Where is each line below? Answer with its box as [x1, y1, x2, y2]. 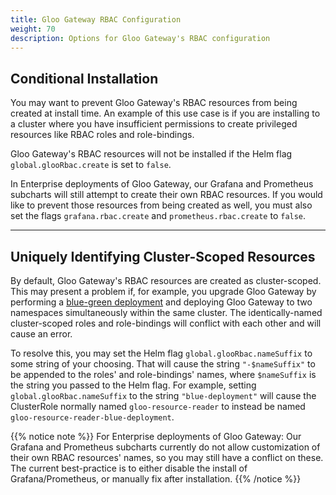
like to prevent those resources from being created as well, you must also [10, 199, 313, 211]
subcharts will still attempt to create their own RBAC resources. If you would [10, 189, 323, 201]
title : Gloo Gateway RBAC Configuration [10, 14, 182, 25]
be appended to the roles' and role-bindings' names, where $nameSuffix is [10, 369, 317, 380]
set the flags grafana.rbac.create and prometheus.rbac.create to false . [10, 210, 307, 222]
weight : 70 [10, 24, 56, 34]
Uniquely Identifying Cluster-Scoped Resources [10, 248, 316, 265]
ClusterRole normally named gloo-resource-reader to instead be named [10, 401, 306, 412]
